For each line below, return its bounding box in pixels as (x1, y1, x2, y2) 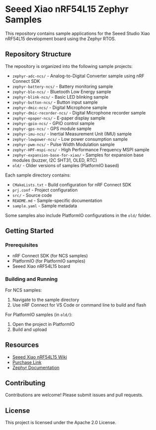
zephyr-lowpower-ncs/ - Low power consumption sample (12, 136, 128, 142)
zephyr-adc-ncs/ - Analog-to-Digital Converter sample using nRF (12, 73, 145, 79)
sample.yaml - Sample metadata (12, 202, 77, 209)
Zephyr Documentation (12, 365, 60, 370)
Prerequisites (5, 242, 38, 248)
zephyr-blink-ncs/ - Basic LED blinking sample (12, 94, 109, 100)
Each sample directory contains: (5, 172, 71, 178)
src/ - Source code (12, 192, 52, 198)
